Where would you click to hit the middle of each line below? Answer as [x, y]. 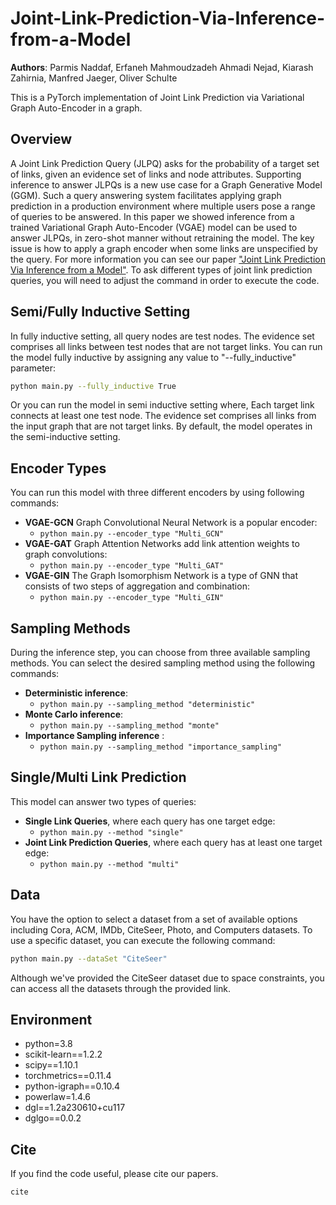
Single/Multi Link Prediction [98, 777]
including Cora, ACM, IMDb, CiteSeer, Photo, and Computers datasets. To [161, 929]
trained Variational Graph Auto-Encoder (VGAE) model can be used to [154, 227]
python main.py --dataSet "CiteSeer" [89, 958]
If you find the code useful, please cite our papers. [114, 1174]
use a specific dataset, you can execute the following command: [143, 940]
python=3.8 [48, 1044]
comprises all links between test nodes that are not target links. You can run [166, 346]
